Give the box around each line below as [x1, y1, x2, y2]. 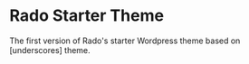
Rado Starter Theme [9, 5, 165, 26]
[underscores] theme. [9, 44, 91, 55]
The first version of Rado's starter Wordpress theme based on [9, 35, 241, 46]
